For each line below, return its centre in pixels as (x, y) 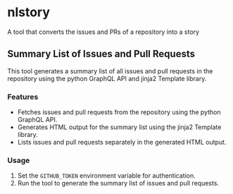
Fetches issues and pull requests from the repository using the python (119, 112)
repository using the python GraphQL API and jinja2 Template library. (107, 78)
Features (23, 97)
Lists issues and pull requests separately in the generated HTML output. (122, 143)
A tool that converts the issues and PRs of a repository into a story (103, 32)
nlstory (29, 12)
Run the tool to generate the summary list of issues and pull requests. (118, 183)
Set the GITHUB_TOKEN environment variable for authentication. (106, 176)
